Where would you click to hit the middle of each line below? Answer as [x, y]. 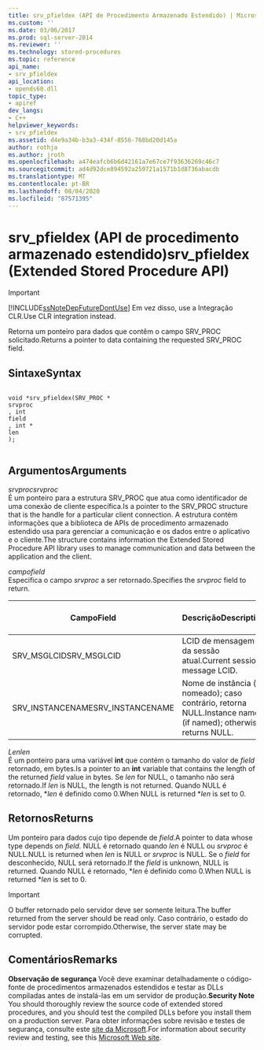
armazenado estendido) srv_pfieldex [129, 254]
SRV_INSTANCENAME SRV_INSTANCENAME [93, 708]
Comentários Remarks [63, 960]
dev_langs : [26, 111]
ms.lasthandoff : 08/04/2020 [54, 191]
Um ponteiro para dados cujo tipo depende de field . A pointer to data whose [130, 837]
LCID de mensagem [218, 641]
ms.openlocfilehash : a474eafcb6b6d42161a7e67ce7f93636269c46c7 [114, 162]
